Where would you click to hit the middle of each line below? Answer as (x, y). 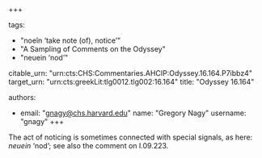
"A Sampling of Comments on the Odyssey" (93, 49)
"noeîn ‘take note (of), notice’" (70, 40)
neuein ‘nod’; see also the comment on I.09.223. (89, 146)
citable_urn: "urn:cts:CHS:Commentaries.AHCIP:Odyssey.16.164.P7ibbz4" (131, 73)
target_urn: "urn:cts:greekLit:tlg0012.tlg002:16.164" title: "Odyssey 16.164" (131, 82)
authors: (22, 97)
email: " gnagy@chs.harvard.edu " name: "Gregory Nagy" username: (133, 113)
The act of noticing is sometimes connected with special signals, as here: (131, 137)
